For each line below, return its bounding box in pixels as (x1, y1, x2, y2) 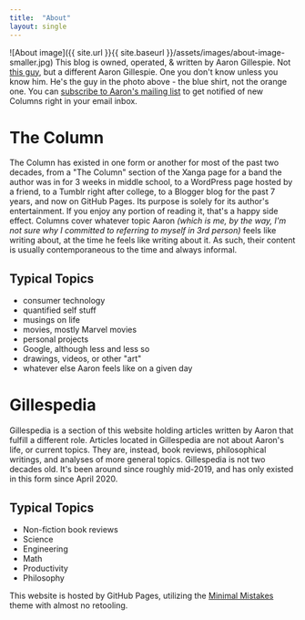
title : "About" (9, 13, 71, 23)
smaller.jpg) (9, 57, 54, 67)
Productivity (22, 563, 68, 573)
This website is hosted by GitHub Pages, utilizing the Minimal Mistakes (9, 590, 274, 601)
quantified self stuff (22, 305, 97, 315)
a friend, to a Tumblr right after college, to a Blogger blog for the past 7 (9, 186, 276, 197)
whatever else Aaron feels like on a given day (22, 363, 193, 374)
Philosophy (22, 573, 66, 584)
